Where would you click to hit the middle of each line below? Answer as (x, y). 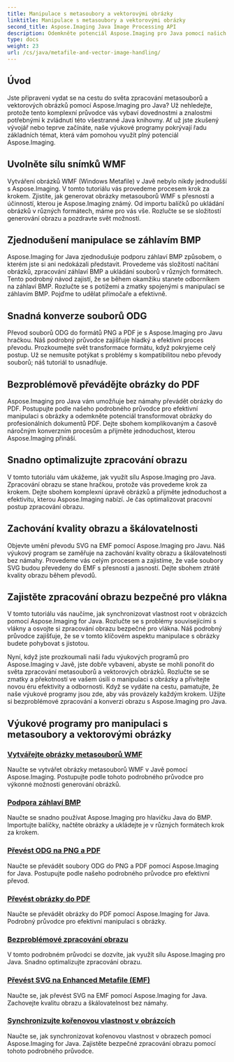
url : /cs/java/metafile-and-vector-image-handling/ (84, 53)
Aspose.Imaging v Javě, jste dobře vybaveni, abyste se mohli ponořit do (111, 665)
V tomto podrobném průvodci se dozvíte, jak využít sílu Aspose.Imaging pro (116, 954)
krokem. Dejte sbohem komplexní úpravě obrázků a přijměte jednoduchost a (117, 492)
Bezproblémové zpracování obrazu (68, 939)
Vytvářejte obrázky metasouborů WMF (75, 754)
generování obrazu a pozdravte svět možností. (74, 218)
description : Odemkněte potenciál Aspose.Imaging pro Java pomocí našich (117, 33)
